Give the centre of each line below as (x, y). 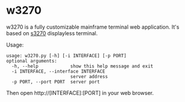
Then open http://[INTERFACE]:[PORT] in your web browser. (80, 92)
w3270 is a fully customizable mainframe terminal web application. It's (93, 27)
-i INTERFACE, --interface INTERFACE (58, 71)
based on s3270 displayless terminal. (52, 33)
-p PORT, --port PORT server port (56, 82)
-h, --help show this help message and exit (82, 66)
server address (89, 76)
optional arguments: (32, 61)
